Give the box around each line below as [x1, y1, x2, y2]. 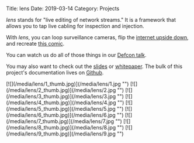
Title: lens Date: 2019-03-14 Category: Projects [6, 5, 120, 12]
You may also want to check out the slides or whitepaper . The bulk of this [6, 63, 183, 70]
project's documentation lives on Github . [6, 69, 104, 76]
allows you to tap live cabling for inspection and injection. [6, 23, 144, 29]
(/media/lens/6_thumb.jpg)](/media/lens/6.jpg [6, 111, 116, 118]
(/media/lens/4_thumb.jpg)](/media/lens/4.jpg [6, 99, 116, 106]
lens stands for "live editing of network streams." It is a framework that [6, 16, 176, 23]
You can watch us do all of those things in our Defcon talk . [6, 52, 147, 58]
